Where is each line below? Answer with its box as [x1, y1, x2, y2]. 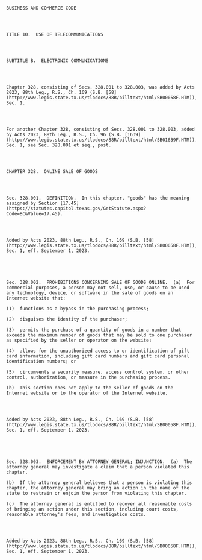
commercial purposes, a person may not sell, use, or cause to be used [6, 285, 189, 291]
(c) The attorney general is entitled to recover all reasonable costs [6, 501, 192, 507]
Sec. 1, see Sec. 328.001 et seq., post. [6, 142, 112, 148]
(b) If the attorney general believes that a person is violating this [6, 480, 192, 486]
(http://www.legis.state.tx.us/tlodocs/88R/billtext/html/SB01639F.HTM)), [6, 137, 198, 143]
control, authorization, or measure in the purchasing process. [6, 374, 171, 380]
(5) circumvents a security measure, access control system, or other [6, 369, 189, 375]
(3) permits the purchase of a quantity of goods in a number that [6, 327, 182, 333]
